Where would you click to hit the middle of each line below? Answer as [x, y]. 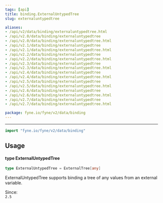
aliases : [14, 27]
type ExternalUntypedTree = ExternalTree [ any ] [53, 169]
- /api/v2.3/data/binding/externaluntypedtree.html [58, 68]
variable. [14, 183]
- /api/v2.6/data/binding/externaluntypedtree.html [58, 95]
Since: [11, 192]
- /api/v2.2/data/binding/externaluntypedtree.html [58, 59]
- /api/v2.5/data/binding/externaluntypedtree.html [58, 86]
